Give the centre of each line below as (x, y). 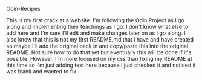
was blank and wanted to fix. (42, 71)
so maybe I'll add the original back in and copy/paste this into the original (97, 46)
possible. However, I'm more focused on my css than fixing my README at (99, 59)
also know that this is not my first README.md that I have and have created (100, 39)
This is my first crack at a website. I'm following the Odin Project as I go (95, 20)
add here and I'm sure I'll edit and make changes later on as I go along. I (96, 33)
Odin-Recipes (23, 9)
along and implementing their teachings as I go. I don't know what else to (97, 27)
